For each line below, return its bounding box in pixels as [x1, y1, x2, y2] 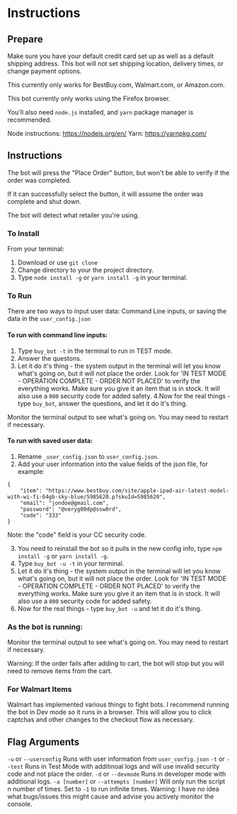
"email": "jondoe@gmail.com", [20, 499, 110, 506]
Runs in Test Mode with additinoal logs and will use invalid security [24, 762, 220, 771]
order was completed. [7, 175, 72, 185]
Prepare [7, 33, 44, 45]
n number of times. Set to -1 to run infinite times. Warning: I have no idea [7, 785, 219, 793]
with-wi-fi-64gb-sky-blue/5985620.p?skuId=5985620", [7, 493, 166, 500]
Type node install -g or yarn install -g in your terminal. [17, 274, 188, 282]
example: [17, 467, 45, 475]
